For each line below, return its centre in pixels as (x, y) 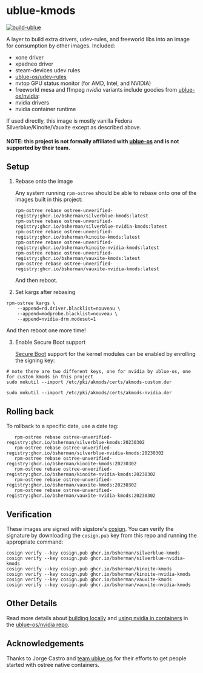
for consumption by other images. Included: (61, 46)
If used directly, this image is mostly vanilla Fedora (69, 121)
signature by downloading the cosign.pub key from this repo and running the (101, 535)
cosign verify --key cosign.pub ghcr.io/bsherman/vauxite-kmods (89, 579)
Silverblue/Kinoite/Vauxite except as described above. (74, 127)
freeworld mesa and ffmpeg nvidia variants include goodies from (96, 89)
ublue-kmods (41, 11)
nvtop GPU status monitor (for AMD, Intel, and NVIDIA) (83, 83)
